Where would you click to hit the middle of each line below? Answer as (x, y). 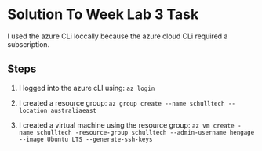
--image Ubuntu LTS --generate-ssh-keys (86, 139)
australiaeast (74, 110)
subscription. (29, 44)
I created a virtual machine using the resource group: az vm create (126, 125)
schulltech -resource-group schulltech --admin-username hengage (146, 132)
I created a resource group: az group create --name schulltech (122, 102)
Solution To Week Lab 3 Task (103, 14)
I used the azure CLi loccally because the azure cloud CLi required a (118, 36)
